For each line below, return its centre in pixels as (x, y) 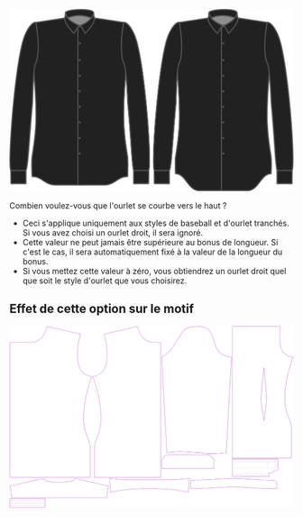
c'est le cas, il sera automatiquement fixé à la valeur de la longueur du (152, 252)
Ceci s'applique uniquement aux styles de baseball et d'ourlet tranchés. (156, 223)
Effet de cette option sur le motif (102, 309)
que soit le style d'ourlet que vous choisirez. (105, 281)
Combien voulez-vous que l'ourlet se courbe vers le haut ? (118, 205)
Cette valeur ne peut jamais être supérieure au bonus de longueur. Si (150, 242)
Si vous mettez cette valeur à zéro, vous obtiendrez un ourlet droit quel (154, 271)
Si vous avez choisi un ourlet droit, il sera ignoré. (113, 232)
